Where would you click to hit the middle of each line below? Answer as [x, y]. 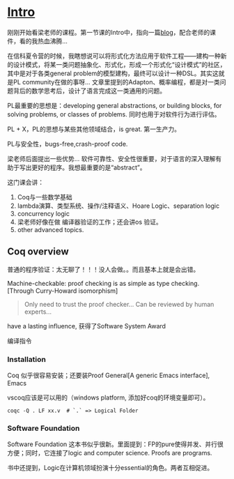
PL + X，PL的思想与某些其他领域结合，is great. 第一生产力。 [94, 129]
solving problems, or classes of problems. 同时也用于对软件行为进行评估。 [114, 114]
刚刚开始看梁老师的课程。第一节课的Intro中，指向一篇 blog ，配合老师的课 [111, 32]
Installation [27, 359]
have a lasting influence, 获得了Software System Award [86, 326]
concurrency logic [43, 213]
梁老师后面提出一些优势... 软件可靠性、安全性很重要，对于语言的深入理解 [111, 158]
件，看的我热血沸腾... [38, 41]
